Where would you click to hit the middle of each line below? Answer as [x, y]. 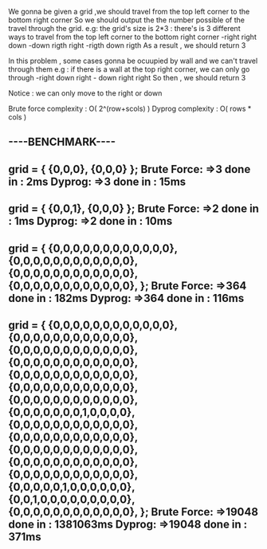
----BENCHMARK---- [62, 142]
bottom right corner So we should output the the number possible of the [127, 20]
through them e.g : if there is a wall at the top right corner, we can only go [129, 69]
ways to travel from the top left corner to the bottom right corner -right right [132, 37]
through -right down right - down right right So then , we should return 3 [127, 78]
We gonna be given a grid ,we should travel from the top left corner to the [129, 12]
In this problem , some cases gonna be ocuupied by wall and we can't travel [133, 61]
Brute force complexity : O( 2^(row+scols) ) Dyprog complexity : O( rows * [130, 108]
